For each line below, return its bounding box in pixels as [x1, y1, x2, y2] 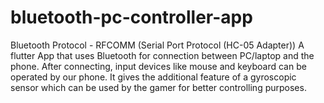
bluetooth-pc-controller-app [10, 6, 253, 29]
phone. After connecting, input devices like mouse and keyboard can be [10, 60, 307, 72]
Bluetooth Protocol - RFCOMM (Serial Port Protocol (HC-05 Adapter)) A [10, 39, 305, 51]
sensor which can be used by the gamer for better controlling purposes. [10, 81, 307, 93]
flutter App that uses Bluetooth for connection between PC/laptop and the [10, 49, 315, 61]
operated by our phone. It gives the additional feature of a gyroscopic [10, 71, 297, 83]
